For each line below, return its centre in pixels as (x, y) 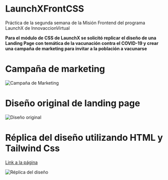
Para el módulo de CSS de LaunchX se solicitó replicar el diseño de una (81, 38)
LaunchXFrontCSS (45, 9)
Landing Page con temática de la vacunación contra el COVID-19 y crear (82, 43)
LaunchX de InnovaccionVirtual (37, 28)
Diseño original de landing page (73, 103)
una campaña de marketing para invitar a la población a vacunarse (76, 48)
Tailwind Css (33, 148)
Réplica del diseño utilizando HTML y (84, 138)
